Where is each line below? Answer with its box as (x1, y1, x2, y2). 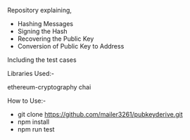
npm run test (17, 125, 55, 133)
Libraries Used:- (7, 70, 55, 77)
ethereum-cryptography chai (7, 83, 91, 91)
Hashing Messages (17, 20, 74, 27)
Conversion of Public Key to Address (17, 42, 125, 50)
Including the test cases (7, 56, 77, 64)
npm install (17, 117, 50, 126)
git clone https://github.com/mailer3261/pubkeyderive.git (17, 110, 183, 118)
